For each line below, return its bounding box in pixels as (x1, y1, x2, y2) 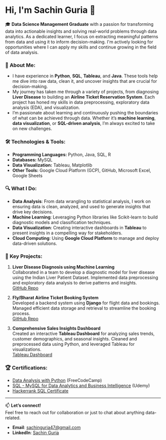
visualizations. (12, 346, 42, 352)
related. (5, 415, 21, 421)
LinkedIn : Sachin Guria (12, 430, 59, 436)
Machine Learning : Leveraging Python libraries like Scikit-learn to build (12, 214, 158, 220)
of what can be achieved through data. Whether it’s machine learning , (12, 115, 156, 121)
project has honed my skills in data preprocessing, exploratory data (12, 99, 150, 106)
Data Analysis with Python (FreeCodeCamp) (12, 378, 102, 384)
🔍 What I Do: (5, 185, 37, 192)
